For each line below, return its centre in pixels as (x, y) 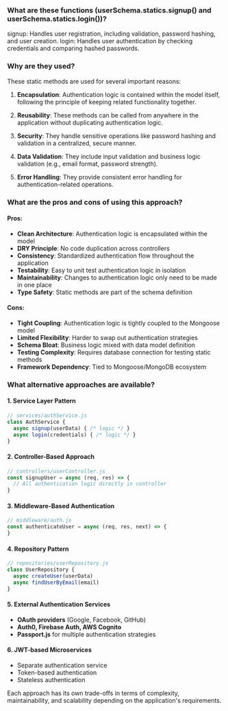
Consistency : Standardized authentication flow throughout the (105, 256)
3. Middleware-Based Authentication (61, 506)
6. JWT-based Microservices (50, 650)
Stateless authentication (51, 679)
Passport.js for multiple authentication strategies (86, 634)
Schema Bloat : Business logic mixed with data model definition (106, 345)
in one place (35, 284)
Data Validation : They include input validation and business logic (109, 156)
